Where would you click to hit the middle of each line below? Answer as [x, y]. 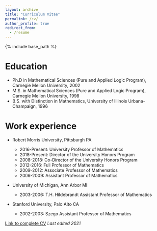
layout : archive [22, 10]
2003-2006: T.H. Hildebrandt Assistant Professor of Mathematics [86, 195]
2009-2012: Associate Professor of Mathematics [68, 170]
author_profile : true [27, 23]
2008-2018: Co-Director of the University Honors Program [78, 160]
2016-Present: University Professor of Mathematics [71, 149]
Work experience [41, 126]
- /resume [19, 33]
